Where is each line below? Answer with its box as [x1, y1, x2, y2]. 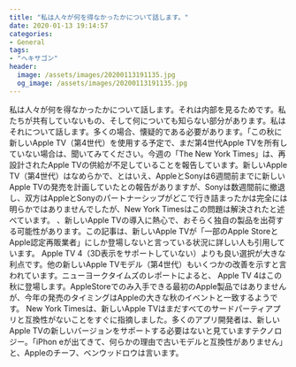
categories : [9, 29, 53, 38]
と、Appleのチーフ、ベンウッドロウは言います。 [9, 347, 184, 358]
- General [9, 37, 46, 47]
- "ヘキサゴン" [9, 54, 59, 63]
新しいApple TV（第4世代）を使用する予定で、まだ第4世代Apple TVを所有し [9, 137, 288, 148]
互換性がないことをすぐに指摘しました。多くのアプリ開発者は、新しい [24, 314, 280, 325]
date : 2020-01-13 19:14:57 [9, 21, 109, 30]
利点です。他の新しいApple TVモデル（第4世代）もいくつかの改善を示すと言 [9, 258, 287, 270]
